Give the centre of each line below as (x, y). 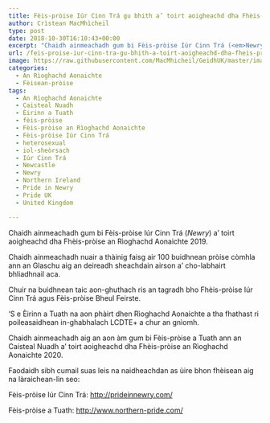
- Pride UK (34, 195)
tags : (17, 90)
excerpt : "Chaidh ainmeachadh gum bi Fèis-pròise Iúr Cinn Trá (117, 46)
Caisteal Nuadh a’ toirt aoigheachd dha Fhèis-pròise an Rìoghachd (119, 346)
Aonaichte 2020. (36, 355)
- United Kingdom (45, 203)
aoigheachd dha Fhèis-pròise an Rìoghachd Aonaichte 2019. (108, 241)
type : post (27, 31)
